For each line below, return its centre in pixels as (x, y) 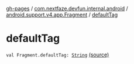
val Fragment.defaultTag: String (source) (58, 55)
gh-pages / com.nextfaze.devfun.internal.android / (67, 9)
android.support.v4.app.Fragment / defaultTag (62, 15)
